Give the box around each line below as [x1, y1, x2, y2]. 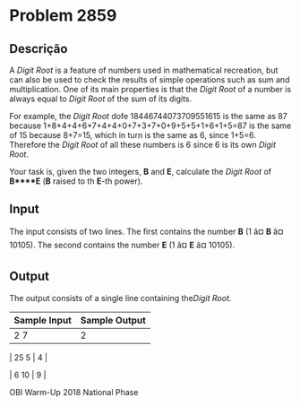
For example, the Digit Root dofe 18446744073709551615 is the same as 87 [9, 111, 288, 121]
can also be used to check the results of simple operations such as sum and [9, 74, 290, 85]
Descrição [9, 41, 68, 56]
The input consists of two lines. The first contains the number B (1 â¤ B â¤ [9, 226, 284, 237]
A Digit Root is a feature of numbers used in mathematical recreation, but [9, 65, 279, 75]
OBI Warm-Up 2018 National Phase [9, 386, 139, 397]
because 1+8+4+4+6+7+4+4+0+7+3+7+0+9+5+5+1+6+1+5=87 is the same [9, 120, 292, 131]
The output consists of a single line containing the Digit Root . [9, 292, 232, 303]
